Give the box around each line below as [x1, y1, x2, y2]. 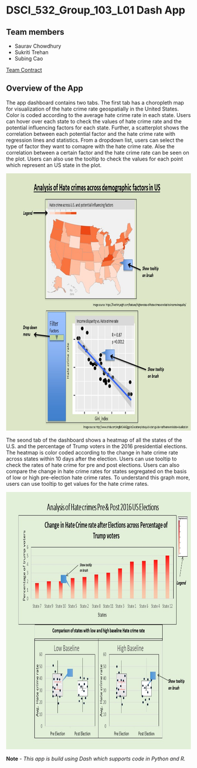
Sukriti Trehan [14, 49, 49, 56]
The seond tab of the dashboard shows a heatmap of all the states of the [6, 436, 182, 443]
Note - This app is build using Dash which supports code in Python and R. [6, 755, 186, 762]
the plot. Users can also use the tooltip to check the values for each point [6, 155, 184, 162]
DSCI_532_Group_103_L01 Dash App [6, 4, 186, 17]
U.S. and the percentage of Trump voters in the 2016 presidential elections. [6, 442, 188, 450]
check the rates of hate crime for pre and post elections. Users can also [6, 461, 180, 468]
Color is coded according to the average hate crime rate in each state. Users [6, 111, 191, 118]
